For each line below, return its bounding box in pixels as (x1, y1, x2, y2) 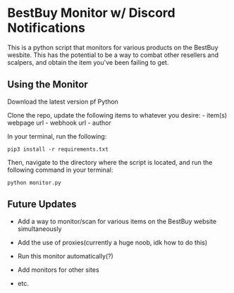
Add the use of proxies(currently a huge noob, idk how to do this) (17, 238, 208, 247)
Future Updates (7, 199, 77, 211)
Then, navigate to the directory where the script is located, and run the (7, 158, 213, 166)
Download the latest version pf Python (7, 97, 118, 106)
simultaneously (17, 224, 62, 233)
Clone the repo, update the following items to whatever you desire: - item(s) (7, 111, 228, 119)
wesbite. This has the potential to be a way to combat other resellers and (7, 51, 219, 59)
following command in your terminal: (7, 166, 113, 174)
